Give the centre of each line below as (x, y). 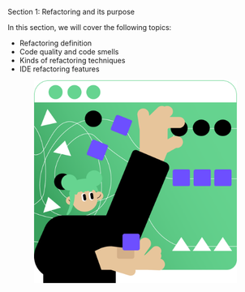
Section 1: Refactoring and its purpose (71, 12)
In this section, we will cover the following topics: (90, 27)
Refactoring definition (56, 43)
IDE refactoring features (59, 69)
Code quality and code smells (69, 52)
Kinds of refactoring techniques (72, 60)
